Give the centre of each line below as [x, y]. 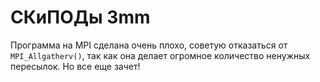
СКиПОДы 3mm [80, 17]
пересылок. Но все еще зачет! [75, 66]
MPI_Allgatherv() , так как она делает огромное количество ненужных [160, 55]
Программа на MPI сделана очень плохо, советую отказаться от [149, 45]
